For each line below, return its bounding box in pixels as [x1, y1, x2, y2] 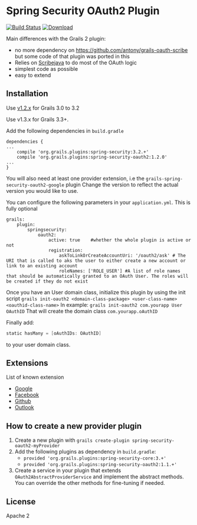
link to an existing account [6, 262, 78, 269]
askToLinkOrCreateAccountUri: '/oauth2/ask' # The [58, 252, 186, 258]
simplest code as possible [14, 65, 78, 72]
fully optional [6, 205, 38, 212]
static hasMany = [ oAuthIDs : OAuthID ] [6, 330, 101, 336]
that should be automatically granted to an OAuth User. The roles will [6, 273, 189, 279]
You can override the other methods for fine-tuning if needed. [14, 480, 165, 487]
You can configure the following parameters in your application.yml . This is [6, 199, 191, 206]
